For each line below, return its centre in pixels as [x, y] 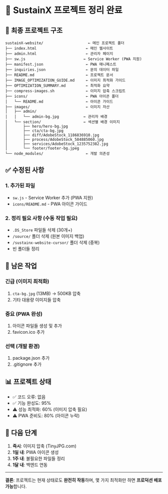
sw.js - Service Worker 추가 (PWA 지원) [53, 197]
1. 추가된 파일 [20, 186]
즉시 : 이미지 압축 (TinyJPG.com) [44, 446]
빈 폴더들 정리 [26, 249]
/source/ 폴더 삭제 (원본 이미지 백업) [48, 236]
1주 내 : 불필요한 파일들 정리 [38, 458]
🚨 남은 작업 [21, 266]
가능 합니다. [16, 486]
